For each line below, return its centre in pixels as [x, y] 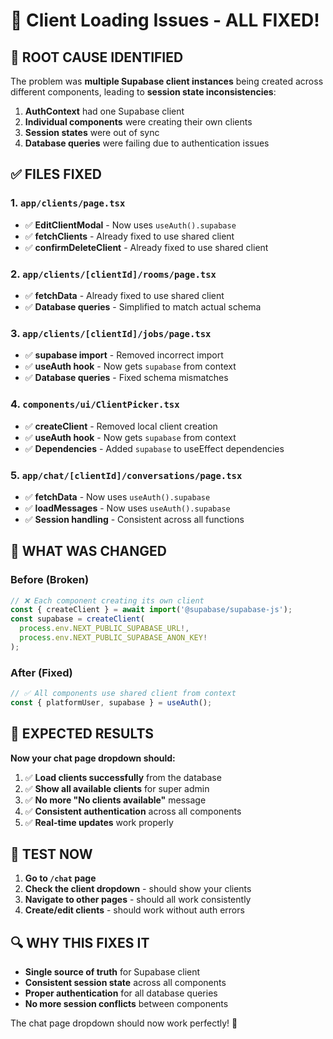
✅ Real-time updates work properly [99, 822]
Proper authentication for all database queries [121, 993]
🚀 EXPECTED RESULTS [82, 734]
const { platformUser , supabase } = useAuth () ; [111, 702]
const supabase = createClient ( [77, 619]
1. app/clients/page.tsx [68, 203]
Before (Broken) [50, 580]
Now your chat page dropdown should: [93, 758]
